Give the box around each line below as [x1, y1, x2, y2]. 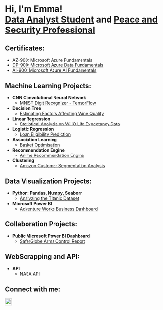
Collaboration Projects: [5, 220, 78, 228]
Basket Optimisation [19, 142, 60, 148]
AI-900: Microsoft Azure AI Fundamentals [12, 67, 97, 73]
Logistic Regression [12, 126, 54, 132]
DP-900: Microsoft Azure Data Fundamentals [12, 62, 104, 68]
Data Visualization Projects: [5, 177, 92, 186]
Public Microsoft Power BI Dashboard [12, 233, 90, 239]
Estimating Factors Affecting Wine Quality [19, 110, 104, 116]
